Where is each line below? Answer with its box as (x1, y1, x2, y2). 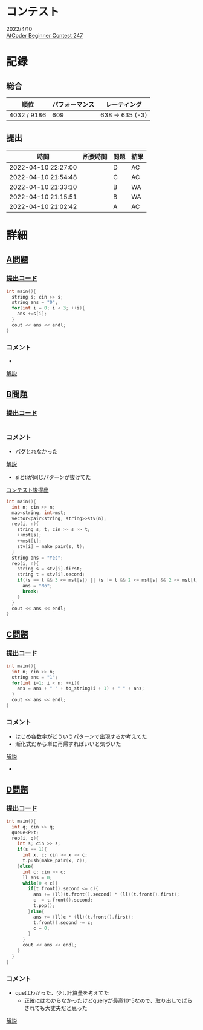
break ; (22, 588, 39, 595)
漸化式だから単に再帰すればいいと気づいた (14, 741, 121, 748)
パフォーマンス (52, 100, 95, 108)
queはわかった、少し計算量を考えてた (14, 989, 110, 996)
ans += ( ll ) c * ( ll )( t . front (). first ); (33, 914, 134, 920)
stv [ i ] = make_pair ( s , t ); (17, 543, 85, 549)
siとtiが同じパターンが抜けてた (14, 473, 91, 481)
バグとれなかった (14, 447, 58, 455)
